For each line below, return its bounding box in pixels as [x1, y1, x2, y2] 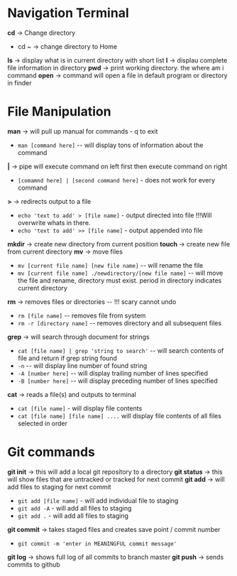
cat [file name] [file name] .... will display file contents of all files [17, 411, 222, 420]
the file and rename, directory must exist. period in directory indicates [17, 276, 222, 285]
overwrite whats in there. [17, 218, 91, 227]
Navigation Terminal [7, 5, 129, 21]
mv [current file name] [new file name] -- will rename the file [17, 261, 204, 269]
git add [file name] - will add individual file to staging [17, 496, 179, 505]
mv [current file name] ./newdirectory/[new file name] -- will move [17, 268, 224, 277]
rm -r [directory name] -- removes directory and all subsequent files [17, 318, 222, 327]
